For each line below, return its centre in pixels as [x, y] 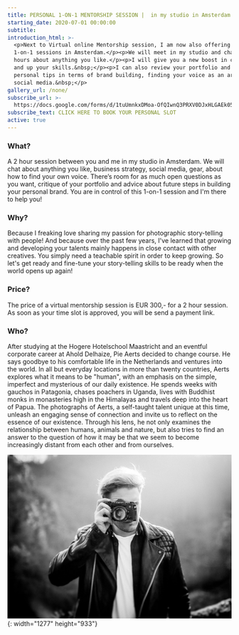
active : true [27, 120]
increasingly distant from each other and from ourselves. [91, 445]
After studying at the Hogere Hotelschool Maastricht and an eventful [107, 347]
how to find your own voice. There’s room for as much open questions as [115, 177]
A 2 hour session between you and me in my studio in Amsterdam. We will [116, 162]
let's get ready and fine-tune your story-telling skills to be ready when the [116, 263]
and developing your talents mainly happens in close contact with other [112, 248]
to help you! [25, 199]
